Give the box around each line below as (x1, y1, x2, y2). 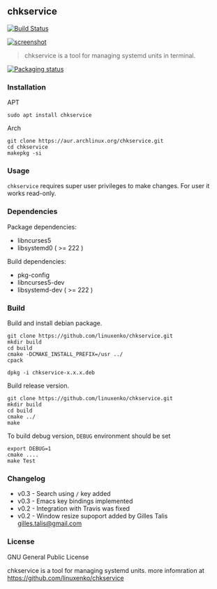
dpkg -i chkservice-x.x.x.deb (7, 369, 96, 376)
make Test (7, 457, 36, 464)
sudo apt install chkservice (7, 112, 92, 119)
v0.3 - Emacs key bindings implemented (17, 497, 133, 506)
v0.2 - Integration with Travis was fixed (17, 504, 130, 513)
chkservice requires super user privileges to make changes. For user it (7, 182, 210, 190)
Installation (7, 82, 47, 92)
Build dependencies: (7, 257, 66, 265)
